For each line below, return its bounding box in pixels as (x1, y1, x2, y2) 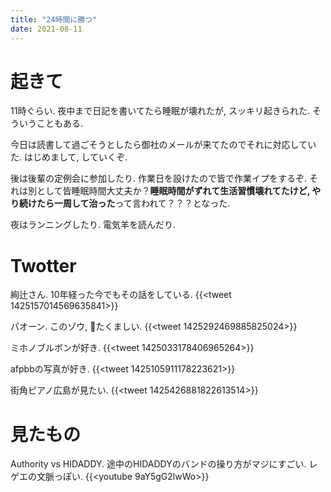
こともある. (36, 117, 84, 130)
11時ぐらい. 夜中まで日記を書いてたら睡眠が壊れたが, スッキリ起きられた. (10, 105, 310, 117)
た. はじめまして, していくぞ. (10, 151, 128, 163)
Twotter (10, 254, 77, 277)
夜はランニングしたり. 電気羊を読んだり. (10, 219, 177, 231)
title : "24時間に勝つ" (10, 14, 98, 25)
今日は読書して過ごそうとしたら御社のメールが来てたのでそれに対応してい (10, 139, 317, 151)
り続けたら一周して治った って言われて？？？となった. (10, 197, 231, 210)
